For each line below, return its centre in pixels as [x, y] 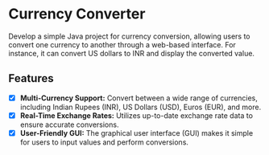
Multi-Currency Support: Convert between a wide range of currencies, [139, 98]
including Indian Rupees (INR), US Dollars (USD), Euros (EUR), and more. [141, 107]
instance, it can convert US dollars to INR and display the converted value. [132, 53]
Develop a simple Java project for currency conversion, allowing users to [130, 36]
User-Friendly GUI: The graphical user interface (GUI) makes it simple [137, 133]
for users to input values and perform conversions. [104, 142]
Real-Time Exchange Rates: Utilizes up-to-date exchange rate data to [137, 115]
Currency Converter [77, 14]
